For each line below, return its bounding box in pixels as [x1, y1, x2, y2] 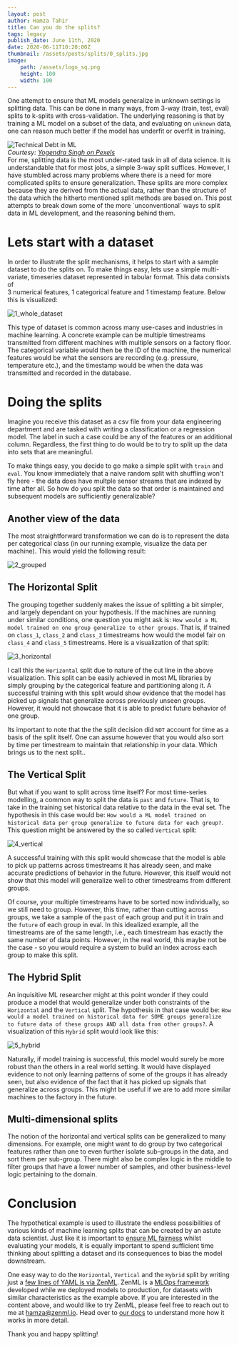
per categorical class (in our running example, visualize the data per [7, 539, 208, 548]
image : [7, 57, 27, 64]
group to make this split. [7, 951, 78, 959]
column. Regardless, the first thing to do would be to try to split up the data [7, 440, 228, 449]
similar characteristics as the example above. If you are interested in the [7, 1294, 219, 1302]
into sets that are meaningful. [7, 448, 93, 456]
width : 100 [20, 76, 53, 84]
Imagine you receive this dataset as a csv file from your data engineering [7, 417, 222, 426]
